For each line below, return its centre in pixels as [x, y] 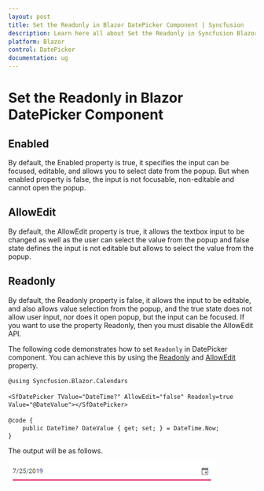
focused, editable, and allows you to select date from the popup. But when [129, 171]
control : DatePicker [42, 50]
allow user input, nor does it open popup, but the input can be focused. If [126, 317]
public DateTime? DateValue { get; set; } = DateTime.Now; [121, 428]
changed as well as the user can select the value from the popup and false [129, 239]
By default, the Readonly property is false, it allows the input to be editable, [130, 300]
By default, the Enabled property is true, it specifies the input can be [119, 162]
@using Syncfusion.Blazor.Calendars [68, 381]
